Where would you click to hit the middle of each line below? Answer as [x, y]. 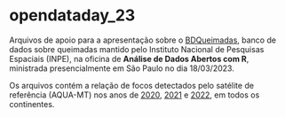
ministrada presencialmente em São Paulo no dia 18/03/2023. [122, 68]
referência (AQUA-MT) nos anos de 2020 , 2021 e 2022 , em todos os [135, 95]
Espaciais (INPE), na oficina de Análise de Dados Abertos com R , [129, 58]
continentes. [32, 104]
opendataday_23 [72, 16]
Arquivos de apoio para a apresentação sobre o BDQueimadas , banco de [143, 40]
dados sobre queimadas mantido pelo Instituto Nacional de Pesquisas [137, 49]
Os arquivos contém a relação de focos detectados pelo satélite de [132, 85]
